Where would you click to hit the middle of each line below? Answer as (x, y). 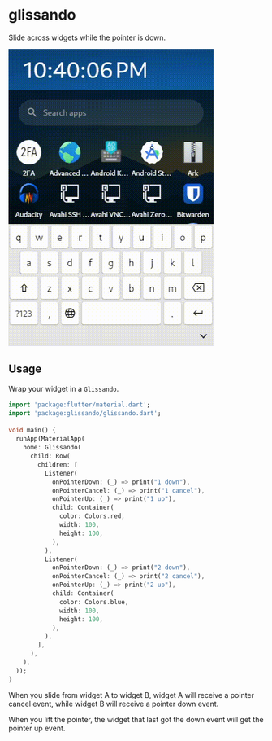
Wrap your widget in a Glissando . (64, 388)
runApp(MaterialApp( (50, 439)
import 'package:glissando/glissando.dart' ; (85, 413)
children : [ (58, 465)
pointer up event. (37, 728)
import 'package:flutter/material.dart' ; (80, 405)
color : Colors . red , (93, 516)
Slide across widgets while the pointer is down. (87, 37)
